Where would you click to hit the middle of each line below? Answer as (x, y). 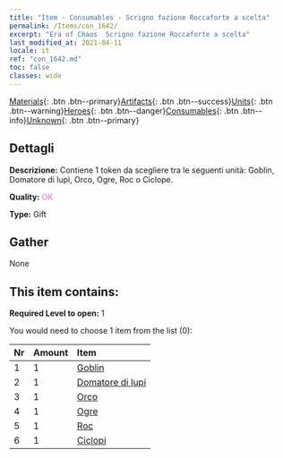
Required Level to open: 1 (57, 313)
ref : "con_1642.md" (46, 59)
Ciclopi (91, 441)
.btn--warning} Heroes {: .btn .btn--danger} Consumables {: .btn (124, 110)
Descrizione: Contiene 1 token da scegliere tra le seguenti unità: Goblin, (142, 170)
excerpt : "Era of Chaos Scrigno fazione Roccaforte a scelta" (130, 34)
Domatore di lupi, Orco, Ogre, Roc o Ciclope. (91, 179)
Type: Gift (28, 214)
